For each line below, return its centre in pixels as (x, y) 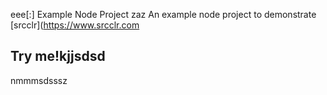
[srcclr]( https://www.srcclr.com (75, 25)
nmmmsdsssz (39, 80)
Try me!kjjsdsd (58, 56)
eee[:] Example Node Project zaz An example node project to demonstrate (163, 14)
